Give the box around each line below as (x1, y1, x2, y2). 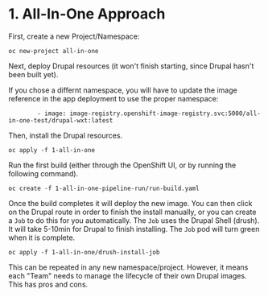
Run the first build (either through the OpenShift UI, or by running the (8, 160, 237, 170)
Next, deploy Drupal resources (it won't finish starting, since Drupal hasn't (8, 61, 254, 71)
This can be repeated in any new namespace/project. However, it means (8, 262, 249, 272)
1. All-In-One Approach (8, 5, 166, 23)
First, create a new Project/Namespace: (8, 31, 140, 41)
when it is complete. (8, 233, 76, 242)
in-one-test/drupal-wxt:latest (8, 116, 113, 125)
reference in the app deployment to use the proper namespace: (8, 93, 219, 103)
